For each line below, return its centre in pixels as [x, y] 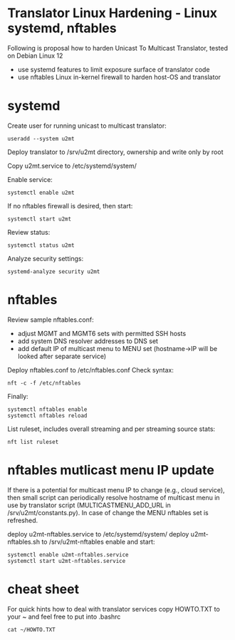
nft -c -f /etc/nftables [44, 383]
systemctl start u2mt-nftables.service [67, 561]
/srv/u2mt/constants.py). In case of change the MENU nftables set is [108, 512]
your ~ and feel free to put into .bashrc [64, 616]
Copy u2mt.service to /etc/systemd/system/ [72, 166]
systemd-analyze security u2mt [54, 271]
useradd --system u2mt [41, 138]
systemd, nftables [62, 28]
